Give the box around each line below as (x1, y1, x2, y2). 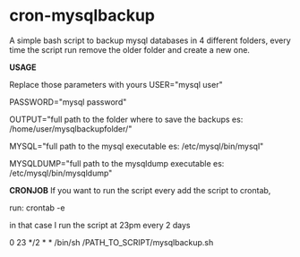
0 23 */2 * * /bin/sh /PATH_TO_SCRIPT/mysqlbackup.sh (9, 236, 214, 247)
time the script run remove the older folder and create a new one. (9, 44, 251, 55)
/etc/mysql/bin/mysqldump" (9, 167, 113, 178)
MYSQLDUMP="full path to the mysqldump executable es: (9, 158, 225, 168)
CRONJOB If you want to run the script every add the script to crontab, (9, 184, 271, 195)
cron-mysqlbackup (9, 5, 155, 26)
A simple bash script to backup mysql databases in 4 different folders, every (9, 35, 291, 46)
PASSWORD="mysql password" (9, 96, 127, 107)
